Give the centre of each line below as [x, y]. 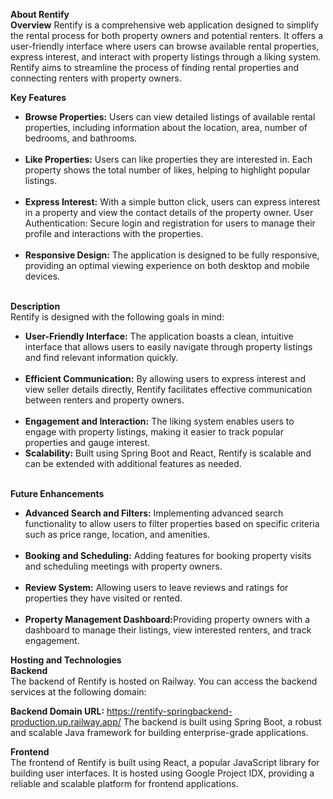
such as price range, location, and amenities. [117, 534]
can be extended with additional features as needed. [133, 463]
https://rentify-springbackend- [169, 711]
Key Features [38, 97]
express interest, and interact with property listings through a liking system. [166, 57]
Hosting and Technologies [66, 660]
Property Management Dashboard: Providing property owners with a [167, 619]
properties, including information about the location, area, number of [166, 127]
